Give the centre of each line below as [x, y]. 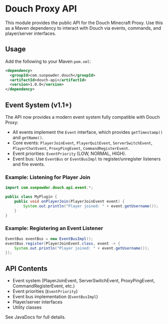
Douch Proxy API [41, 9]
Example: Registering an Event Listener [54, 228]
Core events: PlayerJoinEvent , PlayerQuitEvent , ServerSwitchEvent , [82, 143]
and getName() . [28, 137]
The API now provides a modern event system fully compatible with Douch [82, 117]
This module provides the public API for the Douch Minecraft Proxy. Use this [84, 23]
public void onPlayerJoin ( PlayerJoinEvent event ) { [69, 201]
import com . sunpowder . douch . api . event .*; [49, 188]
